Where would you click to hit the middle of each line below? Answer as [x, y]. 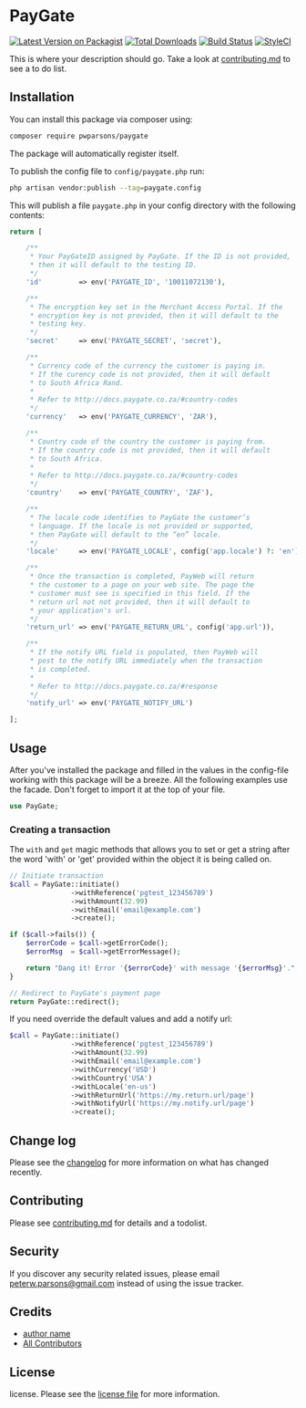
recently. [26, 1173]
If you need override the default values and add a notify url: [121, 1019]
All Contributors [52, 1343]
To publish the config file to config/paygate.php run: [107, 171]
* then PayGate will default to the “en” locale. [126, 535]
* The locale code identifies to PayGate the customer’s [140, 517]
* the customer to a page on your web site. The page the [142, 585]
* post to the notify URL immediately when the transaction [146, 661]
